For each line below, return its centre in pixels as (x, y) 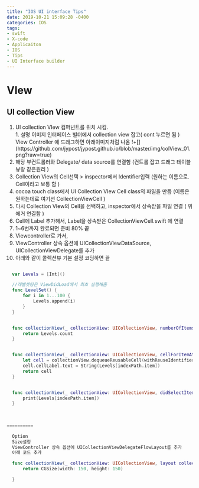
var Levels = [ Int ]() (39, 274)
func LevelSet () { (35, 290)
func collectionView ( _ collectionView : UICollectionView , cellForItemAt (103, 355)
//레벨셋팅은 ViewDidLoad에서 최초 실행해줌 (60, 285)
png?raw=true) (33, 155)
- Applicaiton (24, 45)
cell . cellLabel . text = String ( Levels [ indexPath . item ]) (91, 366)
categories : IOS (27, 22)
